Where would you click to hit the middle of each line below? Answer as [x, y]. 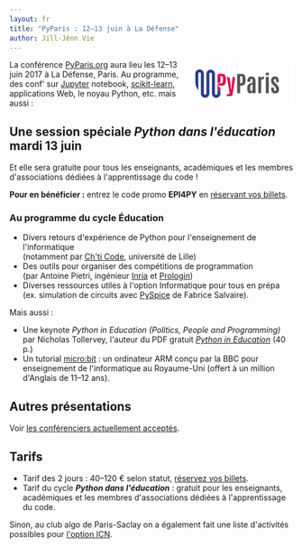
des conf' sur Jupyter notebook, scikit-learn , [92, 84]
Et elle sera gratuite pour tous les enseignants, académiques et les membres [151, 168]
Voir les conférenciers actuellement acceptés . [95, 428]
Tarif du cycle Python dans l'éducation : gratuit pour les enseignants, [152, 488]
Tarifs [26, 456]
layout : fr [30, 19]
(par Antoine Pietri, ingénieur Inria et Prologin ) [108, 276]
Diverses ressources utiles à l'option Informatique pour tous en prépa [151, 285]
